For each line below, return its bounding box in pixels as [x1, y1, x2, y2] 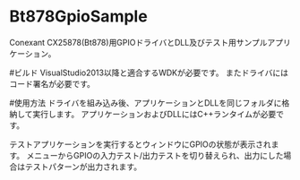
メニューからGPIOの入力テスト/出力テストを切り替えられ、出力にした [26, 150, 284, 160]
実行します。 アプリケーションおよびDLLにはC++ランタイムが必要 [32, 108, 277, 119]
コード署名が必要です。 [9, 78, 96, 89]
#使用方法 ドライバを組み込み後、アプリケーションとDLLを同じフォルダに [9, 97, 282, 108]
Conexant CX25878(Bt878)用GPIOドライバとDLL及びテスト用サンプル [9, 37, 268, 47]
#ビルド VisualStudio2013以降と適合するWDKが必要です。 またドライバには [9, 67, 289, 78]
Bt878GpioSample [9, 6, 148, 27]
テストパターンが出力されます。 [24, 161, 141, 172]
